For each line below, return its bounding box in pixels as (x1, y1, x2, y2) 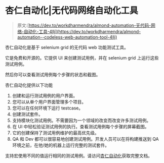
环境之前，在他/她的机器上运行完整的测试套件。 (12, 142, 110, 148)
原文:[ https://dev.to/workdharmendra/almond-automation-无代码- (17, 22, 152, 28)
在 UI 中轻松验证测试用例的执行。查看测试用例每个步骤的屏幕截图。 (12, 123, 149, 129)
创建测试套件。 (12, 111, 43, 117)
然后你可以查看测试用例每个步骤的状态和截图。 (5, 71, 100, 77)
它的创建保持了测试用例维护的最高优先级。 (12, 130, 99, 136)
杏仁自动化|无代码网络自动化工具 (5, 5, 138, 16)
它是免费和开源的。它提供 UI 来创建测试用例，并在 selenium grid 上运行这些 (5, 54, 159, 60)
